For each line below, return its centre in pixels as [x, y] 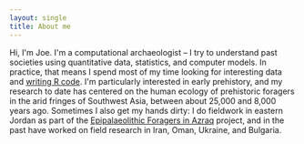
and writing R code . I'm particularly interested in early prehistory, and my [146, 81]
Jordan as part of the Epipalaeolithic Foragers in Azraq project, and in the [147, 120]
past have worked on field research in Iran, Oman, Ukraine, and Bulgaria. [146, 129]
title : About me [40, 26]
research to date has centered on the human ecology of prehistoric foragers [152, 91]
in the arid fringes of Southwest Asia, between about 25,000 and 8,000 [143, 100]
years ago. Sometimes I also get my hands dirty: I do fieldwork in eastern [147, 110]
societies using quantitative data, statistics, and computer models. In [138, 62]
